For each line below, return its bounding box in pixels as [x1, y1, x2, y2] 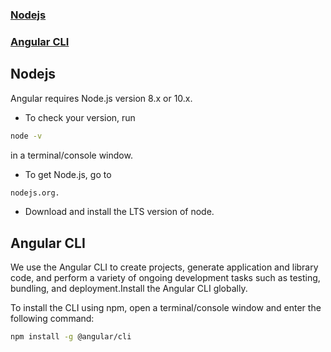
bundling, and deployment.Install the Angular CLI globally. [10, 283, 248, 295]
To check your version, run [24, 111, 136, 123]
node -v [10, 131, 43, 141]
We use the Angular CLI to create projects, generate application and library [10, 261, 319, 273]
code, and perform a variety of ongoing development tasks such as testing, [10, 272, 321, 284]
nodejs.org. [10, 188, 60, 198]
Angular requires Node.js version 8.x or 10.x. [10, 92, 193, 104]
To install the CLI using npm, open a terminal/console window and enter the [10, 302, 322, 314]
